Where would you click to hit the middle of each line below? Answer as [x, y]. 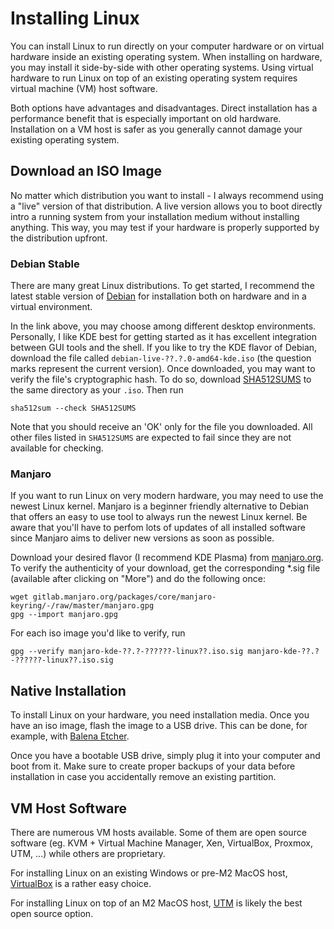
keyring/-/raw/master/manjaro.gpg [82, 606]
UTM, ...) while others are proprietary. [88, 853]
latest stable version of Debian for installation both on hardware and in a [158, 296]
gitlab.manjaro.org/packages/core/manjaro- [124, 597]
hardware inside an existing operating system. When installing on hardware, [166, 56]
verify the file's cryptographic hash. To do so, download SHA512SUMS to [161, 379]
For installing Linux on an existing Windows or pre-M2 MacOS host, [149, 873]
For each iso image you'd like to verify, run [98, 633]
